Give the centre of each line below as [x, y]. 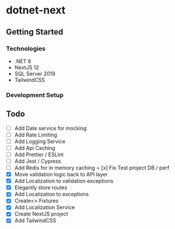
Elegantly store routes [41, 187]
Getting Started [35, 32]
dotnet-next [36, 10]
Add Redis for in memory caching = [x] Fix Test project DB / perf [92, 168]
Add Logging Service [40, 141]
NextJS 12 [27, 67]
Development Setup [35, 95]
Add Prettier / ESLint [39, 154]
